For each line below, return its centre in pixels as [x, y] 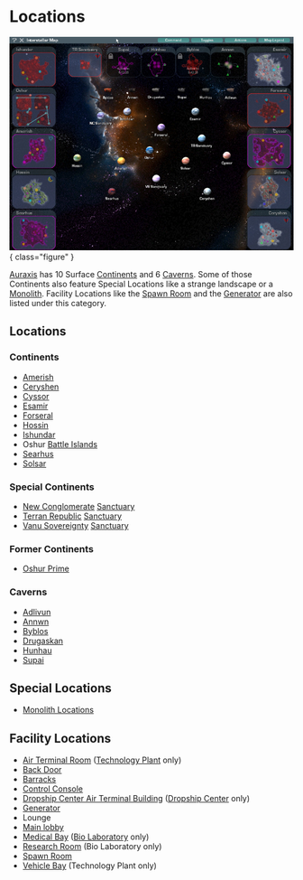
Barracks [39, 780]
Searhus [38, 454]
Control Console [53, 789]
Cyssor [36, 396]
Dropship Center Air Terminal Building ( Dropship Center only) [136, 799]
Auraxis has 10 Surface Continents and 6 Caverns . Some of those [131, 274]
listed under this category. [58, 303]
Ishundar [39, 435]
